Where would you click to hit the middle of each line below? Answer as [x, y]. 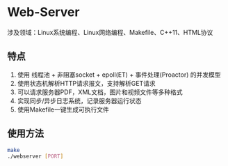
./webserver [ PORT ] [35, 157]
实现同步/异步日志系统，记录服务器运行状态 [79, 100]
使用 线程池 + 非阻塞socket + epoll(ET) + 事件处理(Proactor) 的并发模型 [119, 75]
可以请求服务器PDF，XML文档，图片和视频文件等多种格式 [100, 92]
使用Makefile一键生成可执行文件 [63, 110]
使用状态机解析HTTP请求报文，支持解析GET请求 [87, 83]
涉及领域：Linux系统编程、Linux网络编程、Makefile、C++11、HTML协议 [110, 32]
